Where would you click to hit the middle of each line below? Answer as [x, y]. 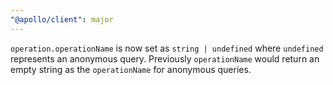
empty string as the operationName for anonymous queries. [131, 69]
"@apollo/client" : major [62, 19]
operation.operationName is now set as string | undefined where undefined [167, 48]
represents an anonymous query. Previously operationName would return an [165, 58]
